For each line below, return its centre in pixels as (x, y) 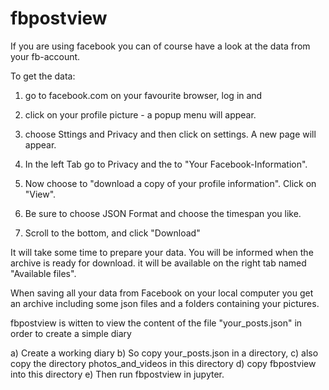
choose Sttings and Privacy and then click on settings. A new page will (170, 134)
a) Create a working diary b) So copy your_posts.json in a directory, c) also (164, 353)
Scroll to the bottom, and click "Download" (112, 233)
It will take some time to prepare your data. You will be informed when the (162, 252)
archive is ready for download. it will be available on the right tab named (158, 263)
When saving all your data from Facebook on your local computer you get (162, 293)
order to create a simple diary (71, 333)
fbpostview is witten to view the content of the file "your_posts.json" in (156, 323)
